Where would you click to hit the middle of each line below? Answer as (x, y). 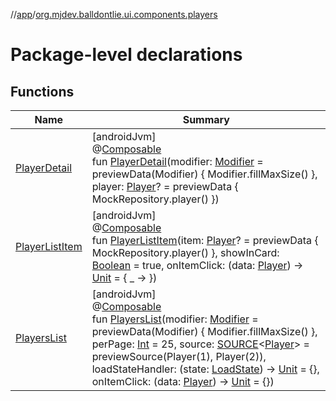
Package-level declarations (126, 55)
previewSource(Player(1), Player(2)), (179, 356)
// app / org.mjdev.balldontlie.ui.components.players (114, 14)
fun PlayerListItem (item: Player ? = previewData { (205, 240)
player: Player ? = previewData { (165, 186)
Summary (206, 119)
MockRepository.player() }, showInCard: (185, 252)
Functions (42, 91)
